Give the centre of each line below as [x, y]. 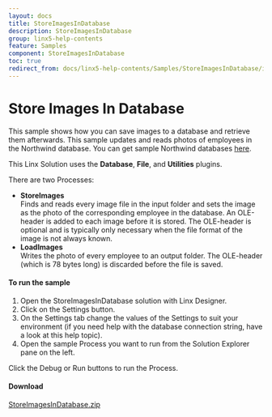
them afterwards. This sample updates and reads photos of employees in [130, 139]
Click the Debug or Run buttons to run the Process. [93, 368]
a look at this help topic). [61, 335]
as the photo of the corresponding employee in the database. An [128, 212]
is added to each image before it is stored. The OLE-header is [149, 221]
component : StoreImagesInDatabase [67, 53]
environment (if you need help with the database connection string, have [141, 326]
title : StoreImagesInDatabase [59, 23]
